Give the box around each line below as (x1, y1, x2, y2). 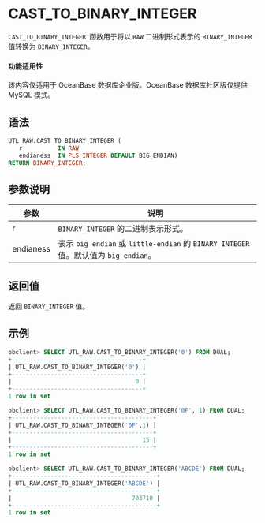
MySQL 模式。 (8, 90, 55, 99)
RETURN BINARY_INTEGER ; (8, 159, 87, 166)
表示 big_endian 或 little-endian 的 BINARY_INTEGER (58, 238, 250, 249)
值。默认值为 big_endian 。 (58, 250, 156, 261)
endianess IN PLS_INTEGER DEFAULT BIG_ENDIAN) (18, 151, 178, 159)
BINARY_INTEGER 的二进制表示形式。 (58, 223, 188, 234)
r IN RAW (18, 144, 80, 152)
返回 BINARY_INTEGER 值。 (8, 301, 90, 312)
